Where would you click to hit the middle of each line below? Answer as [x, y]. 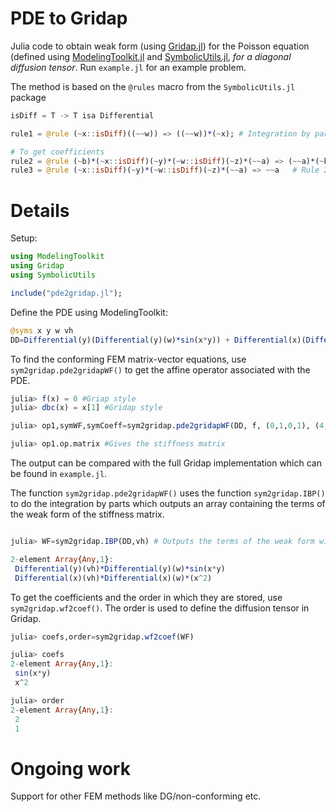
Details [40, 210]
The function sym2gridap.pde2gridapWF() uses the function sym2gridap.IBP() [168, 493]
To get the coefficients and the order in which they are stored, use [146, 597]
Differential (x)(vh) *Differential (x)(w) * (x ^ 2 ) [113, 578]
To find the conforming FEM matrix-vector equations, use [128, 359]
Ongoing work [70, 768]
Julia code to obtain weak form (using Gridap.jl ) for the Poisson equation [160, 46]
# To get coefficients [57, 152]
